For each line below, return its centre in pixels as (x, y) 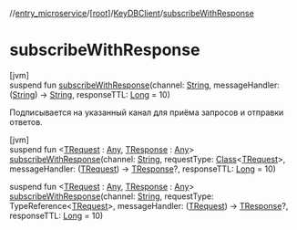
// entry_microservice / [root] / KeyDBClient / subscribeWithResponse (132, 13)
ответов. (26, 121)
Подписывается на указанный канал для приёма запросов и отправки (147, 112)
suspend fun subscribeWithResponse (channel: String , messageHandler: (145, 85)
